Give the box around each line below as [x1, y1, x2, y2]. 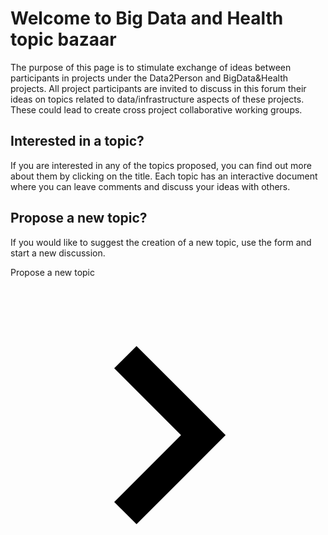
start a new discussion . [10, 247, 106, 259]
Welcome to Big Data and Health [10, 7, 284, 30]
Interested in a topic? [10, 133, 145, 150]
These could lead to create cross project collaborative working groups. [10, 103, 303, 116]
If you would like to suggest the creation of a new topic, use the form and [10, 236, 312, 248]
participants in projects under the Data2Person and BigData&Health [10, 72, 289, 84]
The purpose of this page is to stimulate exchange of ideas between [10, 61, 292, 73]
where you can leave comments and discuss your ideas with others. [10, 180, 291, 192]
